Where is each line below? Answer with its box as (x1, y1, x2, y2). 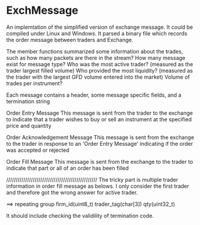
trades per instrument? (6, 79, 63, 87)
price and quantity (6, 122, 52, 129)
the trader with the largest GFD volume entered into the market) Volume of (6, 73, 190, 80)
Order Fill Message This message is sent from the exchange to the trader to (6, 158, 193, 165)
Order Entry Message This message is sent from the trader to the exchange (6, 109, 193, 116)
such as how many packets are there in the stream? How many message (6, 54, 186, 61)
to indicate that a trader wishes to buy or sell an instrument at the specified (6, 115, 192, 123)
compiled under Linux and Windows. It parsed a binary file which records (6, 29, 187, 37)
